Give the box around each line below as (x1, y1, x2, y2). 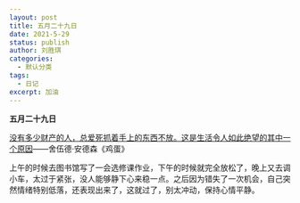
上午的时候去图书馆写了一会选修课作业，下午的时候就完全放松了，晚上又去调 (9, 162, 291, 173)
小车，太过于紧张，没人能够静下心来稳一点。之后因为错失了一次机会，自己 (9, 173, 283, 183)
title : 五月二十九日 (9, 21, 78, 30)
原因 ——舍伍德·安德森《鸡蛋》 (16, 143, 129, 154)
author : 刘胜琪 (9, 46, 62, 55)
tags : (9, 71, 29, 80)
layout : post (9, 12, 58, 22)
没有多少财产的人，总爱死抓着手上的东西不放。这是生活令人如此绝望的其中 (9, 132, 283, 142)
